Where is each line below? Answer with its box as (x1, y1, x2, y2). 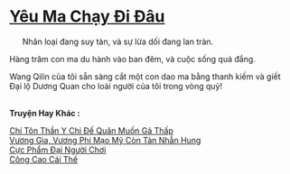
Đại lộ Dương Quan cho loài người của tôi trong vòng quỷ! (9, 80, 223, 91)
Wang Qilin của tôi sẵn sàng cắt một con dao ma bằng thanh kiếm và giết (9, 70, 282, 82)
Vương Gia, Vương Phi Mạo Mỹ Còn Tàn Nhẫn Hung (9, 134, 201, 145)
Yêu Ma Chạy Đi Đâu (9, 6, 165, 27)
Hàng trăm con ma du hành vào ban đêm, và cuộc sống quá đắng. (9, 53, 256, 64)
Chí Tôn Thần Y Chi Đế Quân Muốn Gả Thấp (9, 124, 174, 136)
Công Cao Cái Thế (9, 153, 79, 164)
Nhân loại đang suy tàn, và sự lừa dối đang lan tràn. (22, 36, 214, 47)
